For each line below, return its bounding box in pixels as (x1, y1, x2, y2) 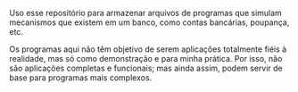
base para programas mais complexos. (9, 72, 153, 83)
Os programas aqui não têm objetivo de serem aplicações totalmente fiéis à (9, 44, 287, 54)
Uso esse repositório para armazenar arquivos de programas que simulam (9, 8, 283, 18)
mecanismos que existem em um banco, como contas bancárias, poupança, (9, 17, 290, 28)
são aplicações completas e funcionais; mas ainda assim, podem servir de (9, 63, 283, 73)
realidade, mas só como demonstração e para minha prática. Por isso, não (9, 54, 283, 63)
